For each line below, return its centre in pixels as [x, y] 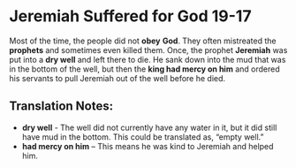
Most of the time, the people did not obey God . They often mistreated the [143, 41]
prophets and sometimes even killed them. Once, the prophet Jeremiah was [148, 50]
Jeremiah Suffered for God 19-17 [130, 16]
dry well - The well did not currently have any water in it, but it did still [149, 127]
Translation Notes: [61, 107]
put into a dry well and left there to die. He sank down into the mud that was [148, 59]
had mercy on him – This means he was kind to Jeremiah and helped [148, 146]
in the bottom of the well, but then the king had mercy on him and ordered [144, 69]
